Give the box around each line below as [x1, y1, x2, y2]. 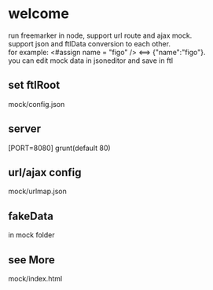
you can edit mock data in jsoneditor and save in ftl [8, 56, 174, 65]
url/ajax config [8, 166, 82, 179]
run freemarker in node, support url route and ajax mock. [8, 31, 193, 40]
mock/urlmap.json [8, 186, 67, 196]
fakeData [8, 209, 53, 222]
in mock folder [8, 230, 55, 240]
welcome [8, 5, 69, 23]
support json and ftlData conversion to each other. [8, 39, 171, 48]
